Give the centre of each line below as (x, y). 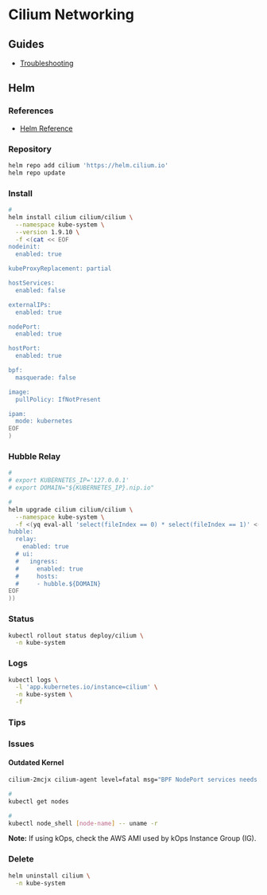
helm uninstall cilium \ (49, 875)
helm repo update (37, 173)
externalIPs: (30, 304)
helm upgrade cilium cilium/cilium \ (71, 509)
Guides (27, 44)
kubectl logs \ (33, 680)
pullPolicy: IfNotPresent (58, 399)
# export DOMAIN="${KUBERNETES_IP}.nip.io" (81, 488)
